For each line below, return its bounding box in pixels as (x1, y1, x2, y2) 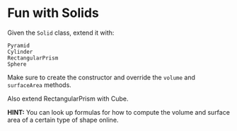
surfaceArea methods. (7, 80, 72, 89)
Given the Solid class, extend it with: (7, 28, 115, 37)
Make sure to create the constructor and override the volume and (7, 73, 196, 81)
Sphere (7, 60, 27, 68)
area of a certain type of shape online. (7, 115, 119, 124)
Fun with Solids (7, 5, 99, 21)
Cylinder (7, 48, 33, 55)
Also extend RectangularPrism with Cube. (7, 94, 129, 103)
